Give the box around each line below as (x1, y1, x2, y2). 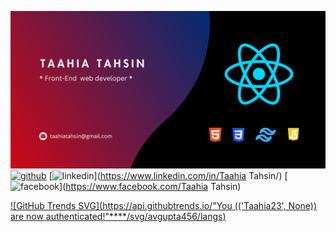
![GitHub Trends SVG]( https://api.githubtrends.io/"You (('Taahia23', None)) (10, 200, 318, 211)
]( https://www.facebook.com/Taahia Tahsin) (59, 181, 242, 192)
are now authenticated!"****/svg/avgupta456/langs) (10, 211, 227, 222)
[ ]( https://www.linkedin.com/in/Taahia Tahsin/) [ (48, 170, 288, 181)
